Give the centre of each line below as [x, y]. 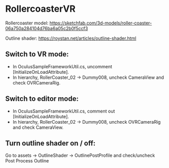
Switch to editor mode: [42, 99]
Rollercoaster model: [27, 23]
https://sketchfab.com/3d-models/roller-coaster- [101, 23]
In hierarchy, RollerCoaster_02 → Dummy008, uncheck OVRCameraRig [87, 122]
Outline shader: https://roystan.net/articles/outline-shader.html [71, 38]
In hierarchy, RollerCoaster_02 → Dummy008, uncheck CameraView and [88, 77]
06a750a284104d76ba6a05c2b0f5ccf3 [47, 28]
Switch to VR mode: [37, 54]
